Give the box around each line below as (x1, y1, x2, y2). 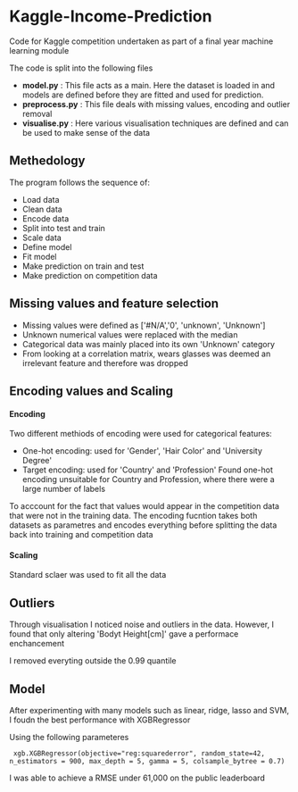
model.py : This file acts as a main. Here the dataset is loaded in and (21, 79, 275, 90)
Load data (21, 194, 60, 204)
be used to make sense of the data (21, 127, 150, 138)
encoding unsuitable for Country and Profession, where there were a (21, 474, 275, 485)
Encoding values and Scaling (9, 383, 174, 398)
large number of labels (21, 484, 105, 495)
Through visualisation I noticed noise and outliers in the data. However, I (9, 619, 275, 630)
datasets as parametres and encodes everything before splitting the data (9, 520, 277, 530)
